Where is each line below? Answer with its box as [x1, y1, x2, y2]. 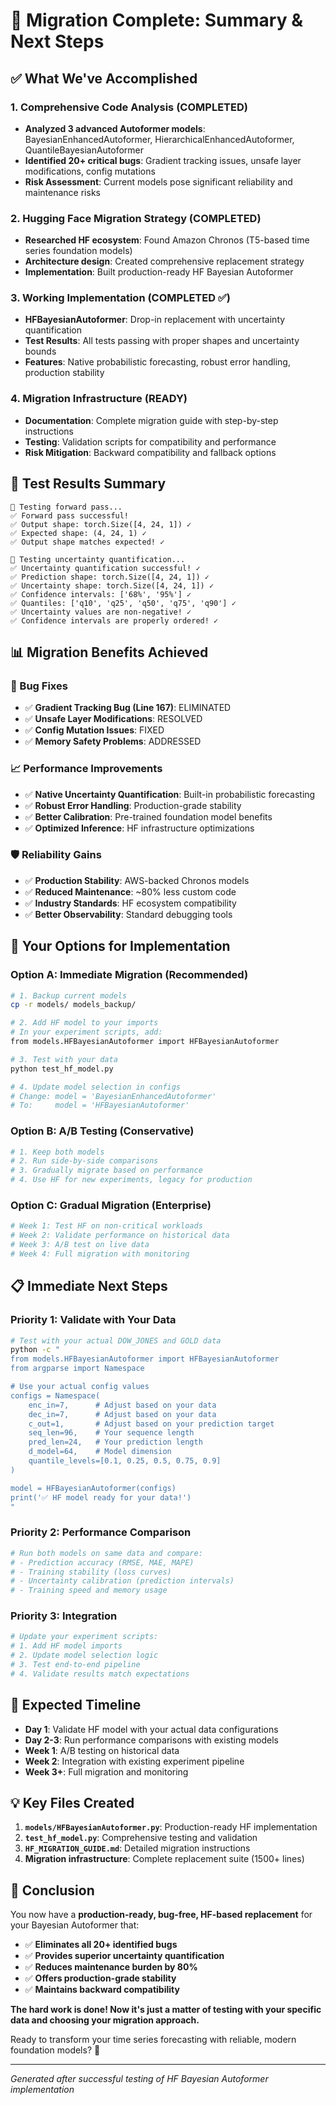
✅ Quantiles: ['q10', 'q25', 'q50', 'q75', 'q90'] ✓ [10, 598, 237, 608]
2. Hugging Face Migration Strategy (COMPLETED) [10, 211, 262, 225]
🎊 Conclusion [10, 1882, 95, 1899]
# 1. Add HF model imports [10, 1641, 123, 1651]
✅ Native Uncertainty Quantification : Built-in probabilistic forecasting [24, 788, 316, 800]
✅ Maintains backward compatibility [24, 1984, 180, 1996]
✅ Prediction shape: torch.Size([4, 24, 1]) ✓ [10, 572, 210, 582]
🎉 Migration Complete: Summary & [10, 9, 303, 32]
